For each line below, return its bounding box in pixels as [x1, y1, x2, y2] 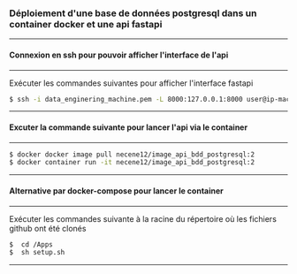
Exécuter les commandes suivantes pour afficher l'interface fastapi [9, 78, 254, 88]
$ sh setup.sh [9, 248, 65, 257]
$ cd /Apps [9, 240, 53, 249]
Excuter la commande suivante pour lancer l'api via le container [9, 122, 248, 133]
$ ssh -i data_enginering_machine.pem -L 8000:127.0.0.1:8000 [9, 95, 243, 103]
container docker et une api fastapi [9, 18, 163, 30]
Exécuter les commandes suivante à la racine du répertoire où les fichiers [9, 213, 277, 224]
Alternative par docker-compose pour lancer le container [9, 185, 224, 196]
